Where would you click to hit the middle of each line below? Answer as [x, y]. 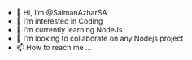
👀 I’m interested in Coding [59, 21]
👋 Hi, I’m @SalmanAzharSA [61, 13]
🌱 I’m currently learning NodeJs [69, 30]
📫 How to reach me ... [54, 47]
